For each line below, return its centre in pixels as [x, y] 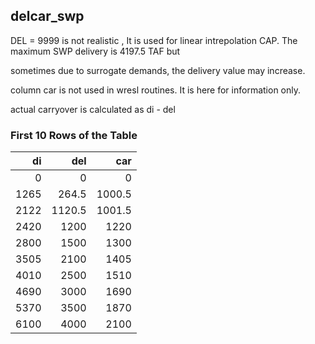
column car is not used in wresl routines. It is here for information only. [156, 90]
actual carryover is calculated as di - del [93, 109]
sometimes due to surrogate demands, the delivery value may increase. [158, 70]
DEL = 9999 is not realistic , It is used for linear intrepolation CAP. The [154, 40]
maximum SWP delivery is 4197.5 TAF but [95, 51]
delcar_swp [47, 16]
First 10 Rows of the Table [74, 135]
